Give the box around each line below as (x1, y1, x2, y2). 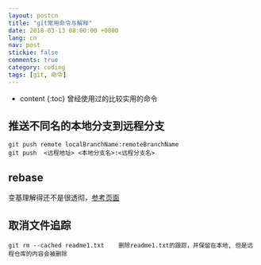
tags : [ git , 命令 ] (8, 71, 67, 79)
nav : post (8, 41, 41, 49)
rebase (8, 170, 44, 184)
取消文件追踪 (8, 218, 71, 232)
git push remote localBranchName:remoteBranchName (8, 141, 179, 149)
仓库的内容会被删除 (13, 250, 67, 259)
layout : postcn (8, 11, 59, 20)
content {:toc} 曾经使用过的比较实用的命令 (19, 93, 158, 103)
